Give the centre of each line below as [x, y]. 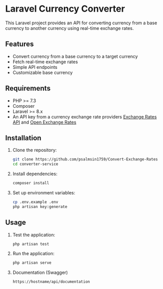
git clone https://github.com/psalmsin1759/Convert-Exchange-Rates [85, 159]
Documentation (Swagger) [40, 273]
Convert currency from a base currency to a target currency [75, 56]
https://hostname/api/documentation [51, 282]
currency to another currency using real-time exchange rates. [70, 28]
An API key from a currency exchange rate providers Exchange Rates [85, 116]
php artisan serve [32, 263]
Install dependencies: [35, 174]
